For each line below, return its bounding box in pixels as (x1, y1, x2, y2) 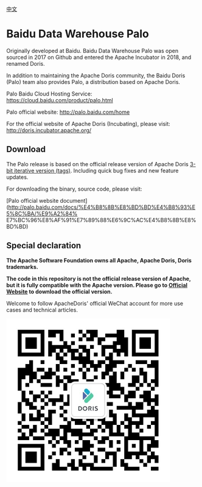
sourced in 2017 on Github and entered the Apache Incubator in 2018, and (6, 54, 192, 61)
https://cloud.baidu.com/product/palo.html (6, 96, 114, 103)
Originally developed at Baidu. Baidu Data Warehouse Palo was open (6, 47, 178, 54)
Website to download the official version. (6, 288, 113, 295)
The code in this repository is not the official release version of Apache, (6, 275, 191, 282)
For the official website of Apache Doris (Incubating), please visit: (6, 120, 170, 127)
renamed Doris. (6, 60, 45, 67)
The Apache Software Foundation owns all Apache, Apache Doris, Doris (6, 256, 192, 264)
